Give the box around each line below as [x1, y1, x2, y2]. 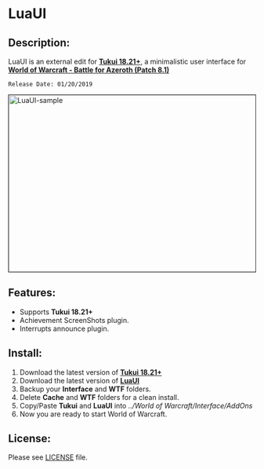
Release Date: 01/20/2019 [8, 80, 92, 88]
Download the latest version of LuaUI [19, 376, 139, 385]
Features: [8, 286, 56, 299]
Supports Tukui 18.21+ [19, 307, 93, 317]
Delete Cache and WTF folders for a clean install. [19, 392, 179, 401]
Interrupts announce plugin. [19, 324, 110, 333]
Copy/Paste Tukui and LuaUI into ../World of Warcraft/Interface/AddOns [19, 401, 253, 410]
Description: [8, 36, 71, 49]
